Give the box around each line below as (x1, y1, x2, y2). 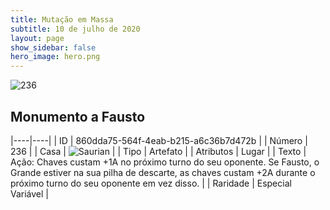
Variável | (10, 187, 50, 200)
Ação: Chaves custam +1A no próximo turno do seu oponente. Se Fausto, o (10, 156, 320, 168)
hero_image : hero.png (10, 52, 101, 62)
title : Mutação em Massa (10, 14, 114, 25)
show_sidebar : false (10, 42, 97, 53)
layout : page (10, 33, 65, 43)
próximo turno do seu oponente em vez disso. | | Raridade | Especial (10, 177, 292, 189)
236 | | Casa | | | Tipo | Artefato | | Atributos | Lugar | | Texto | (10, 145, 307, 157)
